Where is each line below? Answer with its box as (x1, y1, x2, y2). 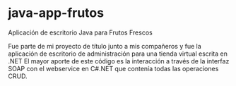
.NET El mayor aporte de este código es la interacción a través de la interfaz (8, 56, 230, 65)
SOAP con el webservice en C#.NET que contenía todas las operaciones (8, 64, 219, 73)
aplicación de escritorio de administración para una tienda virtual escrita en (8, 49, 228, 58)
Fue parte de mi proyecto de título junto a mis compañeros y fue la (8, 42, 202, 50)
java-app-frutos (8, 5, 105, 21)
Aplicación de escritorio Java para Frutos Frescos (8, 28, 153, 37)
